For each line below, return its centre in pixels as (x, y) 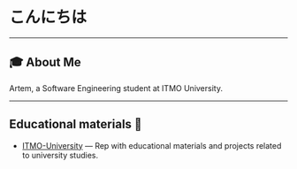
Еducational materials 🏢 (76, 124)
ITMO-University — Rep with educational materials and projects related (152, 145)
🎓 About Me (45, 62)
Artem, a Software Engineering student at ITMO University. (116, 88)
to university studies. (60, 155)
